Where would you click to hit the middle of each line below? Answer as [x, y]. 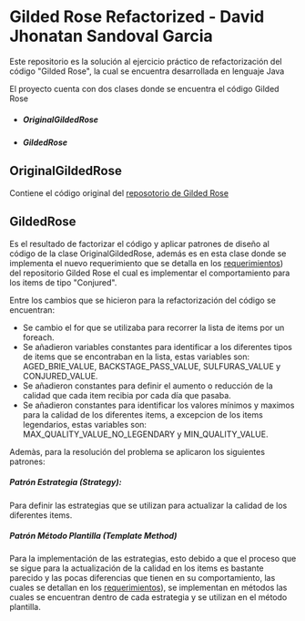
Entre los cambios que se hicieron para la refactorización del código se [142, 300]
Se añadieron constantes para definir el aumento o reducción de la [147, 386]
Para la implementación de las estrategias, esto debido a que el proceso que [153, 559]
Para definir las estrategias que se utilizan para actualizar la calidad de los [148, 505]
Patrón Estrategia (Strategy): [66, 482]
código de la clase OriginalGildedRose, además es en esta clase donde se [148, 254]
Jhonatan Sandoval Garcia [111, 36]
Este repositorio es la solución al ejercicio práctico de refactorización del [146, 61]
